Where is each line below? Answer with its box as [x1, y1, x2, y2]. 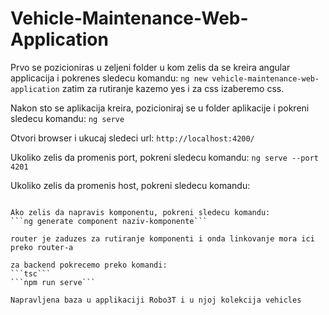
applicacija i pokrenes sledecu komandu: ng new [10, 72, 208, 84]
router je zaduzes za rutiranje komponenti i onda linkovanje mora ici [10, 233, 315, 244]
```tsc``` [10, 268, 52, 279]
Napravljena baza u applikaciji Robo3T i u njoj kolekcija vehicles [10, 295, 302, 305]
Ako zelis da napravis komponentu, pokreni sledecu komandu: [10, 207, 271, 217]
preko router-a [10, 242, 74, 252]
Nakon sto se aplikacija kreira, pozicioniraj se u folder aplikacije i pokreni [10, 102, 310, 114]
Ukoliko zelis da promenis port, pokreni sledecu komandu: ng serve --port [10, 151, 319, 163]
